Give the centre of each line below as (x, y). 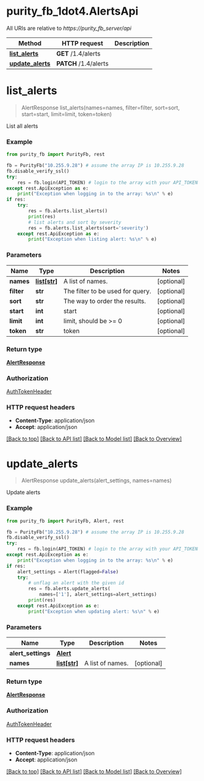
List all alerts (22, 126)
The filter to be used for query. (107, 291)
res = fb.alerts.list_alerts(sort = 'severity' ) (89, 228)
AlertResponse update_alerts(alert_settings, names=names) (97, 480)
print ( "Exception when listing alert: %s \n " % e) (93, 240)
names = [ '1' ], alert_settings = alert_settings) (98, 595)
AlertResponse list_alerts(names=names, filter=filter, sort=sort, (100, 108)
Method (30, 43)
